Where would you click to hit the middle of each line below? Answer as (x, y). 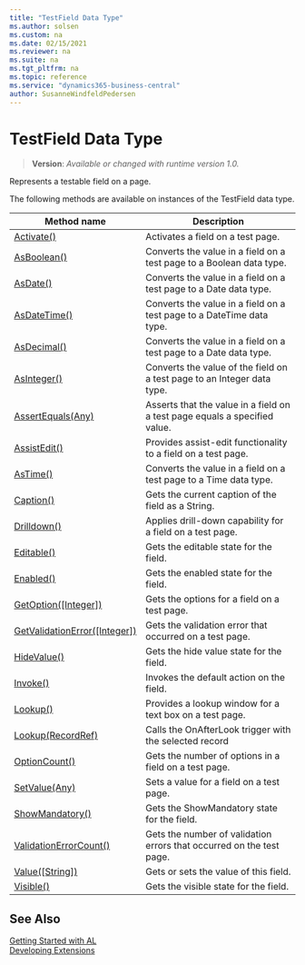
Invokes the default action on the (215, 678)
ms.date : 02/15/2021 (49, 43)
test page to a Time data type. (209, 480)
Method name (75, 222)
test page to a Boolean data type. (216, 263)
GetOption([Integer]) (58, 605)
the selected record (187, 741)
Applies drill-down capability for (214, 521)
